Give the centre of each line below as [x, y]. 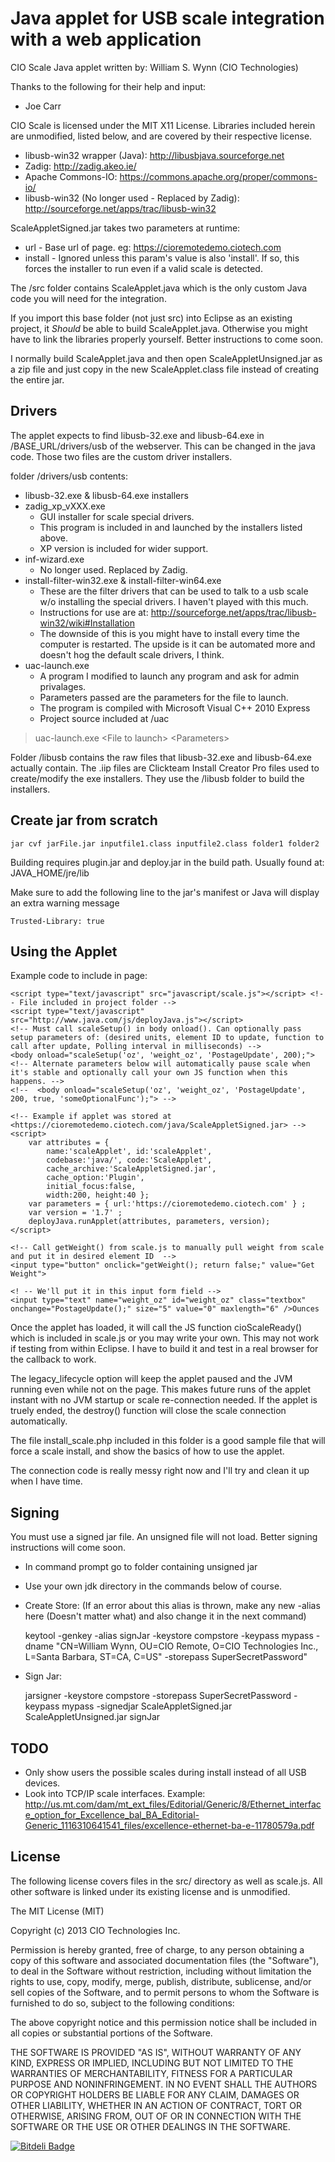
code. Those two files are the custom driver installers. [121, 456]
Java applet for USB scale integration [167, 18]
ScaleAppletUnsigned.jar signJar [92, 1717]
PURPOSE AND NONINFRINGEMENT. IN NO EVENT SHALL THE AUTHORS [164, 2084]
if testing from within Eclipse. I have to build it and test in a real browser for [164, 1349]
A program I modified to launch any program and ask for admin [169, 676]
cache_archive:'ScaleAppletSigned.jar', [131, 1169]
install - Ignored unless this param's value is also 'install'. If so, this [162, 258]
